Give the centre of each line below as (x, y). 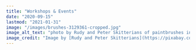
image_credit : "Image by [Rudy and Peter (57, 38)
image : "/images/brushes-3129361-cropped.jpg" (64, 27)
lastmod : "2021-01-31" (34, 22)
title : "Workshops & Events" (41, 11)
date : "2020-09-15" (30, 17)
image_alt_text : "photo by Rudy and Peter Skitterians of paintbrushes (95, 33)
